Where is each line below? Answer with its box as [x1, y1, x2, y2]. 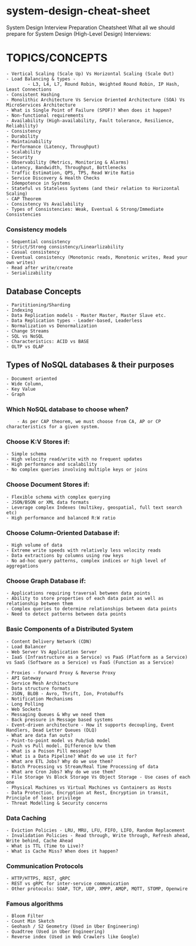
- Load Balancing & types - [6, 76, 76, 82]
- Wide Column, [6, 381, 44, 387]
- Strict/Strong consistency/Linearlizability [6, 244, 124, 250]
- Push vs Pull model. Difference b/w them [6, 743, 116, 749]
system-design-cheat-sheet [6, 4, 151, 18]
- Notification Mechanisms [6, 696, 73, 702]
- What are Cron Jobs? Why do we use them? [6, 768, 116, 775]
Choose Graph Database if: [6, 577, 86, 585]
